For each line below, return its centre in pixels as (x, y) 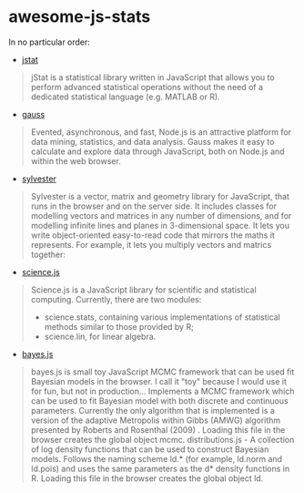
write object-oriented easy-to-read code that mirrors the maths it (152, 235)
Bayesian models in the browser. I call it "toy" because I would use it (159, 381)
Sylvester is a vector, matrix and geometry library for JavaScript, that (160, 196)
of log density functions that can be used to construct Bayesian (150, 449)
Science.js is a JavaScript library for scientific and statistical (143, 290)
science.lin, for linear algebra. (100, 336)
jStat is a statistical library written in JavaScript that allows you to (152, 77)
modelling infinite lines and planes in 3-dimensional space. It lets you (160, 225)
